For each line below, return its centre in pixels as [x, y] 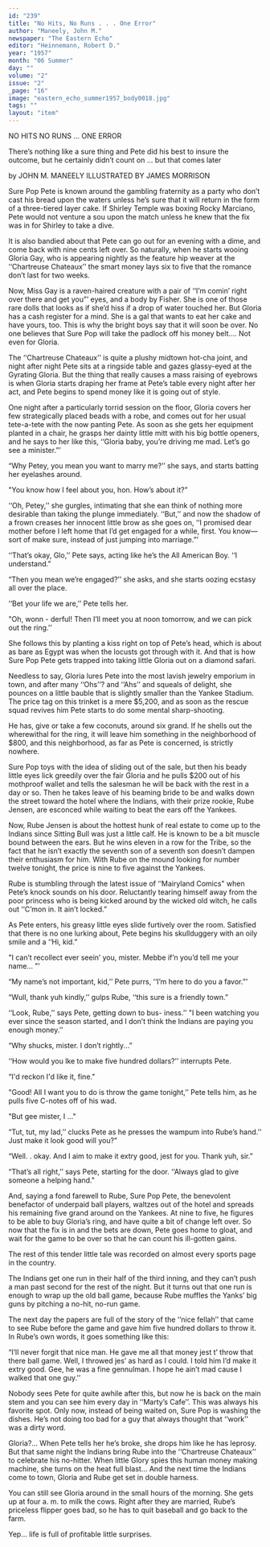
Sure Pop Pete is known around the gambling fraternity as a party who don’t [134, 191]
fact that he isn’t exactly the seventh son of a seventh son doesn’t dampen [132, 851]
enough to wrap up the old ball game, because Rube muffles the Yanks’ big [133, 1295]
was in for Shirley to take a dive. [61, 225]
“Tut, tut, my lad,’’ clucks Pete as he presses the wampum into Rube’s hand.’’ [135, 1132]
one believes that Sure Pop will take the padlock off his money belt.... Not [129, 333]
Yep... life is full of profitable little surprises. [80, 1534]
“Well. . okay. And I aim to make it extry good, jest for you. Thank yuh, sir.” [131, 1156]
